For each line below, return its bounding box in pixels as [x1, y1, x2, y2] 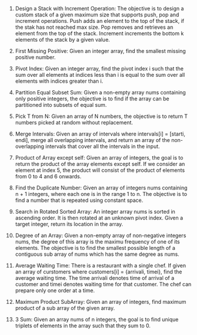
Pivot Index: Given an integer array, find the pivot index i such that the [15, 65, 184, 72]
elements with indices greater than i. [15, 77, 103, 84]
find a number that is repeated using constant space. [15, 197, 144, 204]
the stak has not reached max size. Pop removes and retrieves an [15, 23, 174, 31]
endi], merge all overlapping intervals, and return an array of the [15, 137, 171, 143]
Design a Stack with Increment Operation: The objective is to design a [15, 5, 184, 12]
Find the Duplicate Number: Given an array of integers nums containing [15, 184, 188, 191]
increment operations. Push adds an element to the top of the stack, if [15, 18, 184, 24]
